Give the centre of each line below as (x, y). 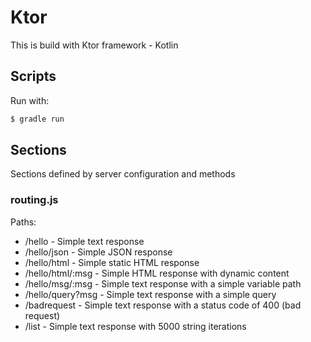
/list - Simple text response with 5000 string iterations (135, 326)
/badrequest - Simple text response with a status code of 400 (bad (163, 305)
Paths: (23, 222)
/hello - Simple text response (84, 241)
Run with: (30, 100)
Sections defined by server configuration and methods (123, 174)
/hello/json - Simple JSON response (98, 252)
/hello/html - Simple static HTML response (112, 262)
